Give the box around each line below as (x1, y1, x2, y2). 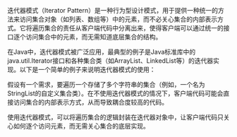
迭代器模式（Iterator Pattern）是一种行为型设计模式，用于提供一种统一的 (7, 6, 219, 14)
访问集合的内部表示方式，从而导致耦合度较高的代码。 (13, 98, 168, 106)
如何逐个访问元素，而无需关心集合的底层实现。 (13, 122, 150, 130)
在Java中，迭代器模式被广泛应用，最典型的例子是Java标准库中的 (7, 48, 196, 56)
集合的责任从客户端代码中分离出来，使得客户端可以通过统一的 (44, 24, 224, 32)
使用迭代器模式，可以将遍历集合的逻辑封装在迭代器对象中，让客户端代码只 (7, 113, 224, 121)
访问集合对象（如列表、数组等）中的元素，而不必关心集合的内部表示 (19, 15, 217, 23)
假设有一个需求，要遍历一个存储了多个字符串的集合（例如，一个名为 (7, 81, 205, 88)
